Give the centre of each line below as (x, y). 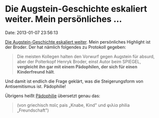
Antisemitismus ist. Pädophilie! (36, 86)
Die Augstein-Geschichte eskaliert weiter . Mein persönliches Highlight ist (78, 42)
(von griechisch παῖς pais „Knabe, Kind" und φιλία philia (73, 105)
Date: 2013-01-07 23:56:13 (32, 32)
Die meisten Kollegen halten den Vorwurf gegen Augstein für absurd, (86, 56)
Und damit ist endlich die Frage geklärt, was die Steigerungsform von (74, 81)
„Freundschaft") (33, 110)
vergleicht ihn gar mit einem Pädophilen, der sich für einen (77, 67)
